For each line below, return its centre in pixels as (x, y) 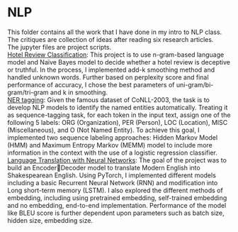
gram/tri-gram (28, 92)
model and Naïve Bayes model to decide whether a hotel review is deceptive (119, 62)
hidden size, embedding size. (50, 220)
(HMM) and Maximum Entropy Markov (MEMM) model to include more (110, 145)
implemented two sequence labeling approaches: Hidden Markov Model (113, 137)
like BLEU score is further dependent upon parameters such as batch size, (116, 213)
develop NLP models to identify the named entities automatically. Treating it (118, 107)
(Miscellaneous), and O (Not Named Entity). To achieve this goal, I (103, 130)
